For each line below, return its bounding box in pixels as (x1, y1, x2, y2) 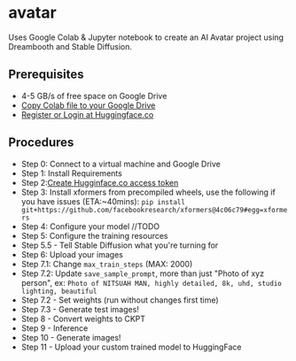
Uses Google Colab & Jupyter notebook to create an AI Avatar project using (8, 32, 284, 42)
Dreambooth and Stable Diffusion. (8, 41, 132, 51)
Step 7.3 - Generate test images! (20, 303, 139, 314)
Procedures (8, 135, 74, 150)
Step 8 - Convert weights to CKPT (20, 313, 146, 324)
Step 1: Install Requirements (20, 167, 123, 179)
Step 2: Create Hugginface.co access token (20, 177, 179, 188)
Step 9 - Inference (20, 322, 89, 334)
